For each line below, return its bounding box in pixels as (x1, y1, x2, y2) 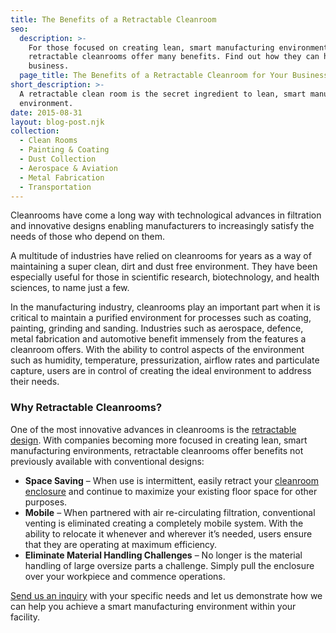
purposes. (24, 496, 68, 508)
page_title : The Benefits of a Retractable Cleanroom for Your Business (19, 71, 329, 81)
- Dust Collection (19, 154, 97, 164)
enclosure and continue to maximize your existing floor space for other (24, 485, 318, 497)
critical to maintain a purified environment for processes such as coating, (10, 312, 312, 324)
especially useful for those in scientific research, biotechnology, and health (10, 271, 320, 283)
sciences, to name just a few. (10, 282, 130, 294)
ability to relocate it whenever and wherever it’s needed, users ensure (24, 527, 313, 540)
